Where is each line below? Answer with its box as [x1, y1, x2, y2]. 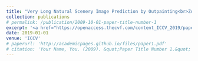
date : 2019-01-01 [6, 30, 49, 36]
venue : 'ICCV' [6, 35, 41, 41]
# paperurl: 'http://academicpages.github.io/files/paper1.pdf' [6, 41, 167, 47]
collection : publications [6, 14, 70, 20]
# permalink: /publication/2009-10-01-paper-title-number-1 [6, 19, 157, 25]
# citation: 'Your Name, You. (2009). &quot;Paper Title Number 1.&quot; [6, 46, 192, 52]
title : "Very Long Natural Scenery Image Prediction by [6, 8, 146, 15]
